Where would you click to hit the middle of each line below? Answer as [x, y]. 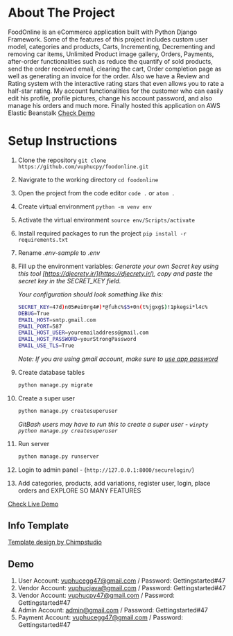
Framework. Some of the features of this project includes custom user [108, 39]
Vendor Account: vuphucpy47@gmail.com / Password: [96, 595]
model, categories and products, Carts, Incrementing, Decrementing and [112, 46]
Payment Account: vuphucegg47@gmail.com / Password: [100, 617]
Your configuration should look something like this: [90, 294]
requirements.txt [43, 240]
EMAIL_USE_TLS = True [46, 346]
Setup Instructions [62, 141]
